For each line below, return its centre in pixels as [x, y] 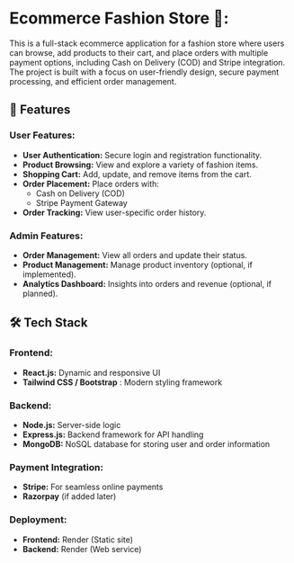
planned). [40, 293]
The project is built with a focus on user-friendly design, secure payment [144, 72]
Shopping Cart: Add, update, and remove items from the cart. [137, 174]
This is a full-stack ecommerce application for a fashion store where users [147, 43]
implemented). [49, 274]
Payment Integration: [56, 467]
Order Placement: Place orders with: [91, 183]
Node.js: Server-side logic [71, 424]
